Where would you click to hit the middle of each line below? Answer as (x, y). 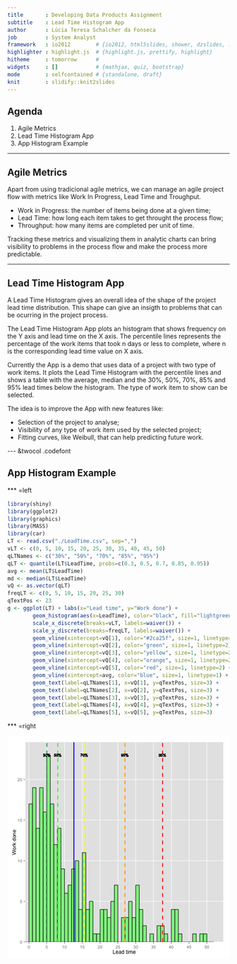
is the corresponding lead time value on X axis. (75, 351)
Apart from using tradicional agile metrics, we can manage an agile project (116, 189)
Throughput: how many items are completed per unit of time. (106, 225)
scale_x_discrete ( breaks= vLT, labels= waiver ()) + (107, 623)
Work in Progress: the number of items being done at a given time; (114, 210)
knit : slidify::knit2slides (61, 82)
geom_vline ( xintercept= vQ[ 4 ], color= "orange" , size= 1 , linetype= (131, 660)
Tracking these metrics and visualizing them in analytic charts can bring (112, 239)
